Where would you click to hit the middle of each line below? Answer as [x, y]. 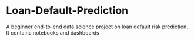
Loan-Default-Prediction [67, 11]
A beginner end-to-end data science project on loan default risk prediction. [97, 27]
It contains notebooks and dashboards [53, 32]
